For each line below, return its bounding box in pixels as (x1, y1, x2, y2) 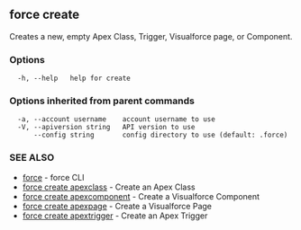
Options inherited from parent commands (9, 94, 196, 107)
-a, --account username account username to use (17, 115, 216, 124)
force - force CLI (22, 172, 85, 182)
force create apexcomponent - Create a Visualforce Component (22, 190, 260, 201)
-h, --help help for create (17, 74, 131, 84)
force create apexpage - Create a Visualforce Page (22, 200, 212, 211)
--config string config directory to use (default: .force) (32, 130, 288, 140)
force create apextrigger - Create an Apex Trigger (22, 210, 208, 221)
